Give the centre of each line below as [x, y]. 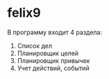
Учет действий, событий [53, 68]
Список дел [35, 45]
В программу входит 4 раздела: [55, 32]
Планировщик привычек [53, 60]
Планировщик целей [48, 53]
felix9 [24, 13]
